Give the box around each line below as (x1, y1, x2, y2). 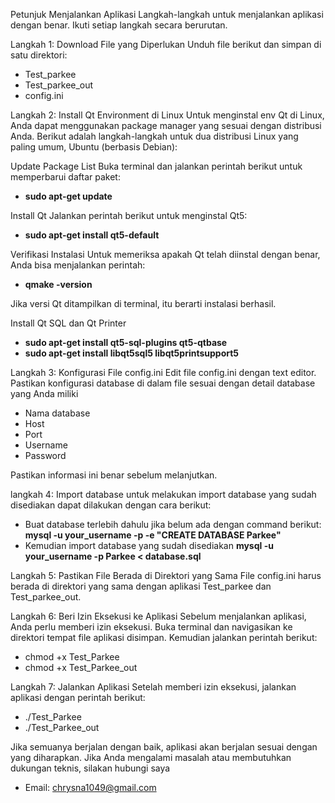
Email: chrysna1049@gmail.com (24, 782, 157, 793)
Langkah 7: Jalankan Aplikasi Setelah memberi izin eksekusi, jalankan (10, 681, 297, 693)
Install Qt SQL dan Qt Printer (10, 317, 127, 329)
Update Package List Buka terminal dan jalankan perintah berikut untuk (10, 160, 303, 172)
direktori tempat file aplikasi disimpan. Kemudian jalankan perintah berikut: (10, 632, 318, 643)
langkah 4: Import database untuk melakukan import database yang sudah (10, 489, 317, 500)
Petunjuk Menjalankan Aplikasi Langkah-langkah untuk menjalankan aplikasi (10, 9, 324, 20)
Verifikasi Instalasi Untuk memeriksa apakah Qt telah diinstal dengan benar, (10, 249, 321, 260)
